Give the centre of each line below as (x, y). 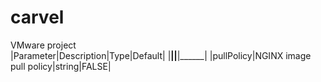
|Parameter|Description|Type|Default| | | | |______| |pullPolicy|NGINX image (161, 55)
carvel (37, 17)
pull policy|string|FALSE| (61, 66)
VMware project (43, 45)
